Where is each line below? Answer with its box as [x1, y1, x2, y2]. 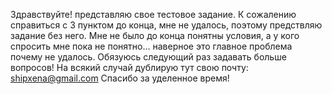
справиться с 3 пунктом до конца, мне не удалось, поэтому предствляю [10, 19, 323, 31]
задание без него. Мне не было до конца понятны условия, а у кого [10, 30, 300, 41]
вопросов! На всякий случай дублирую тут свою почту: [10, 62, 249, 73]
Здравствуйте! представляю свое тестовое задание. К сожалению [10, 9, 297, 20]
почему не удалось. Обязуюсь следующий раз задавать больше [10, 51, 287, 63]
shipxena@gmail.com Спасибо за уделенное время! [10, 72, 230, 84]
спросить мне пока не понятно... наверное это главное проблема [10, 40, 293, 52]
